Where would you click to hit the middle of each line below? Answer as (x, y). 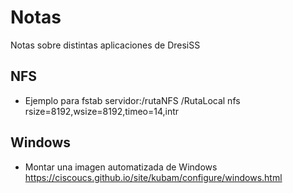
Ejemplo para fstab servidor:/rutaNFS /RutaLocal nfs (132, 100)
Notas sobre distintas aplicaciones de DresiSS (105, 45)
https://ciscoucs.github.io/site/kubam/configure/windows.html (153, 177)
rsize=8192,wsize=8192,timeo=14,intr (102, 111)
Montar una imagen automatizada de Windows (121, 167)
